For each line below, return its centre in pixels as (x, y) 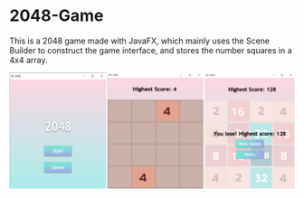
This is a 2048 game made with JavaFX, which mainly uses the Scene (139, 41)
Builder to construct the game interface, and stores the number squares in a (151, 50)
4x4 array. (28, 60)
